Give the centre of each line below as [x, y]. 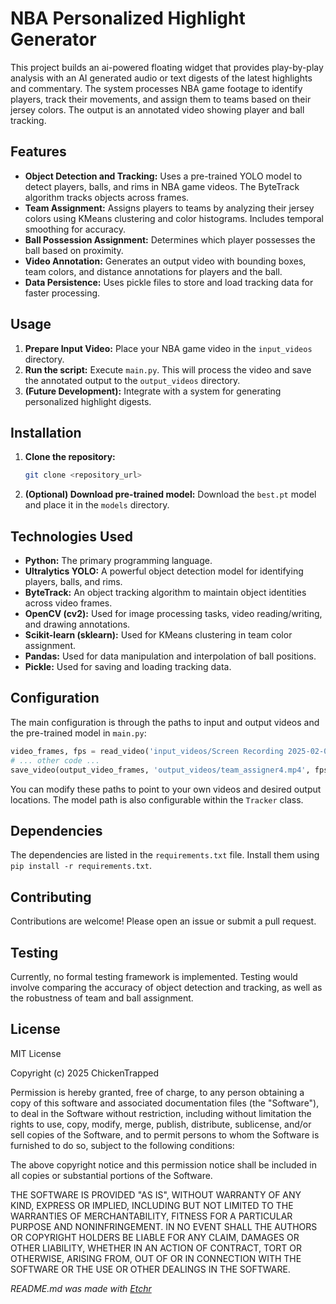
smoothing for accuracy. [75, 229]
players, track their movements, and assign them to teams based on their [161, 99]
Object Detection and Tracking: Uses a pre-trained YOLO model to [163, 176]
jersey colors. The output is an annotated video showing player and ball [157, 109]
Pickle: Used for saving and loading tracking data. [128, 667]
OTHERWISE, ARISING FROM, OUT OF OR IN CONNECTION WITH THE [156, 1258]
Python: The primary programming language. [118, 561]
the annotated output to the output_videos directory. [132, 380]
